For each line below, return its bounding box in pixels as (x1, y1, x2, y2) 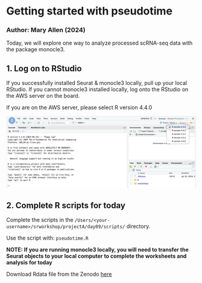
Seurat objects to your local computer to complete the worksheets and (6, 252, 187, 260)
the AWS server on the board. (6, 92, 80, 100)
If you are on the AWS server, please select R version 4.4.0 (6, 104, 153, 111)
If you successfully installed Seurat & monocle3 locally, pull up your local (6, 80, 188, 87)
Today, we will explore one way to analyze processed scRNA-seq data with (6, 39, 193, 46)
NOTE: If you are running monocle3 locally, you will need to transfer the (6, 246, 189, 253)
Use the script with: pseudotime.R (6, 234, 89, 242)
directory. (126, 223, 151, 230)
